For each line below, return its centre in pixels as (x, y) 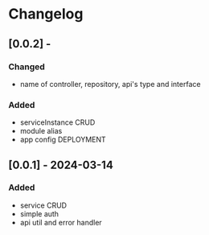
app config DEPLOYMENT (63, 140)
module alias (41, 131)
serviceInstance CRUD (57, 122)
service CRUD (43, 205)
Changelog (46, 14)
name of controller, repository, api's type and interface (110, 84)
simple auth (39, 213)
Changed (27, 67)
